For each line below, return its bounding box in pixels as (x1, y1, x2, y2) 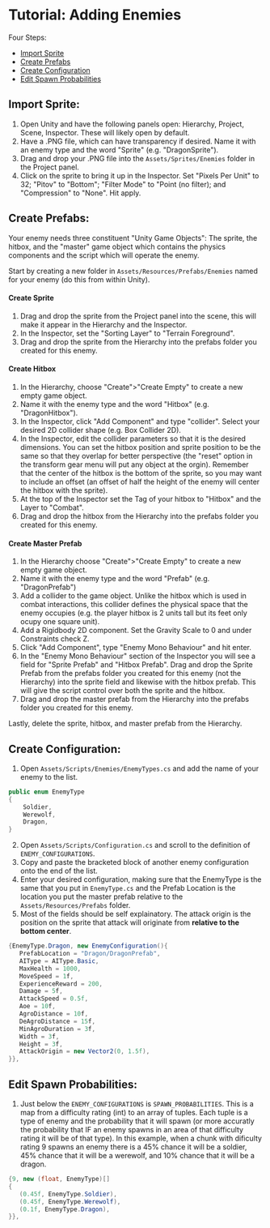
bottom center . (19, 926, 72, 936)
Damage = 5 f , (19, 987, 63, 995)
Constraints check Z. (19, 634, 91, 644)
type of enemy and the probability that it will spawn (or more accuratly (19, 1116, 255, 1126)
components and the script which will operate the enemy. (8, 250, 200, 260)
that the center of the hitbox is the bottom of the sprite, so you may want (19, 468, 263, 477)
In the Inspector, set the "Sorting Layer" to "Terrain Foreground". (19, 328, 235, 338)
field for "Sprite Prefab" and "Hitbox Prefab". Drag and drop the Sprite (19, 660, 253, 670)
